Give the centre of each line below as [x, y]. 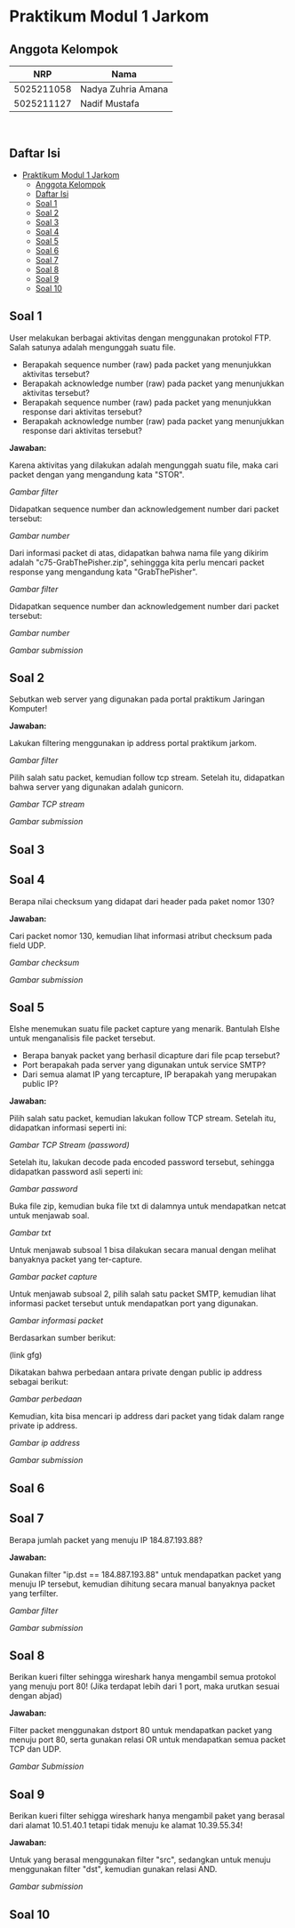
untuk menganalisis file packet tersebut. [82, 1039]
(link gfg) [26, 1355]
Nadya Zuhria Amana [124, 89]
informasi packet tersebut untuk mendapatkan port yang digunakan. [134, 1304]
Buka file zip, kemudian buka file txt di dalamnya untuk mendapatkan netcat [148, 1206]
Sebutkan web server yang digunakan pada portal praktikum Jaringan [137, 699]
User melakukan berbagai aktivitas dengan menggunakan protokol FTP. [140, 337]
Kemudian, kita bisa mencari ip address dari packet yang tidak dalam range [147, 1417]
